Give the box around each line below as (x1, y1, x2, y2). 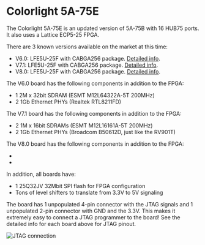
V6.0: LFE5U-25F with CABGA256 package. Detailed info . (15, 55, 160, 62)
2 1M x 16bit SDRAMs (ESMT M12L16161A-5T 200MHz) (15, 121, 153, 129)
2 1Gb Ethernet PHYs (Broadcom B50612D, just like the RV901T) (15, 128, 176, 135)
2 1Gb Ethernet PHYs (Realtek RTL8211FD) (15, 98, 121, 105)
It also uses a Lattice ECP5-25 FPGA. (6, 31, 100, 38)
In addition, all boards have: (6, 170, 76, 178)
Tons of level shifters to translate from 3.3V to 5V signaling (15, 189, 163, 196)
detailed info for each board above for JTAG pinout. (6, 220, 136, 227)
